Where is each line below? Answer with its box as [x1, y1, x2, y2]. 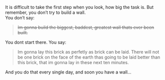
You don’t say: [5, 15, 35, 20]
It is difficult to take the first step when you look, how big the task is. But [5, 4, 154, 10]
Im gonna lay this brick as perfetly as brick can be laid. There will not [17, 49, 159, 55]
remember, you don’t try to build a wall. [5, 9, 86, 15]
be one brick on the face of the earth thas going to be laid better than [17, 54, 160, 60]
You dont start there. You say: [5, 39, 66, 45]
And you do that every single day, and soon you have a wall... [5, 69, 131, 75]
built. [17, 30, 28, 35]
